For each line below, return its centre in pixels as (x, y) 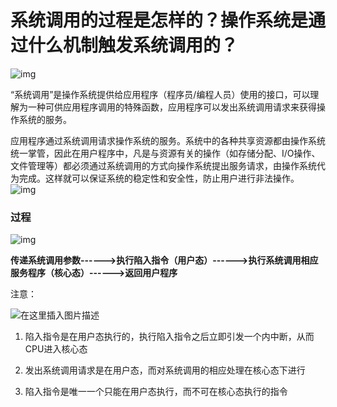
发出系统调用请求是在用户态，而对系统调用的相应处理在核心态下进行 (165, 370)
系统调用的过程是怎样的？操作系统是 (159, 20)
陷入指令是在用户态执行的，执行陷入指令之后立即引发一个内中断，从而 (169, 337)
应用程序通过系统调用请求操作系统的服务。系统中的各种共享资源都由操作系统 (168, 140)
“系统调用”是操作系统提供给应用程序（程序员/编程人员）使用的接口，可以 (160, 94)
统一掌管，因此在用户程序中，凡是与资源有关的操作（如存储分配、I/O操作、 (165, 153)
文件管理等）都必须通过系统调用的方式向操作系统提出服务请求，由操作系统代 (168, 165)
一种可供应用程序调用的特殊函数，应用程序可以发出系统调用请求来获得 (172, 107)
